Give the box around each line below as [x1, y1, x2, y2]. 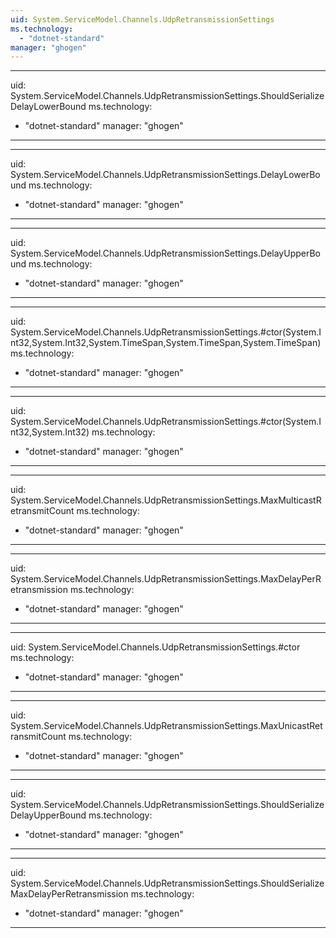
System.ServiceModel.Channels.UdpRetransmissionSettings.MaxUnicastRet [10, 720, 323, 732]
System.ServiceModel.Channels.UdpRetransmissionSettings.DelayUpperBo [10, 247, 321, 260]
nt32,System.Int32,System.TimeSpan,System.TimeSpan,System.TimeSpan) [10, 337, 322, 349]
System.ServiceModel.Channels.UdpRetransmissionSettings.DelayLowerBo [10, 169, 321, 181]
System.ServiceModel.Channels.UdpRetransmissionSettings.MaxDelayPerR [10, 573, 322, 585]
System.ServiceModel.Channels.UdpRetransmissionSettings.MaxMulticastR [10, 494, 322, 506]
